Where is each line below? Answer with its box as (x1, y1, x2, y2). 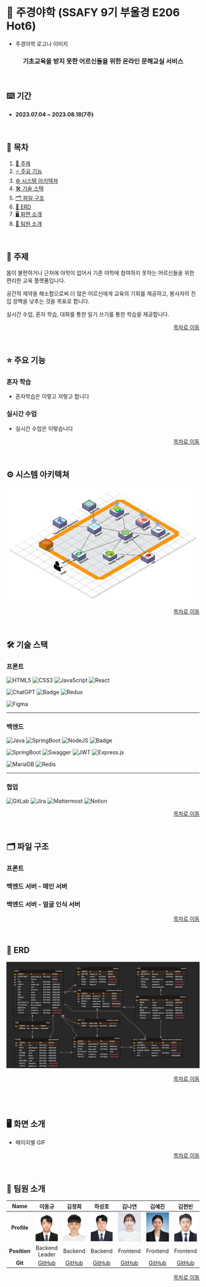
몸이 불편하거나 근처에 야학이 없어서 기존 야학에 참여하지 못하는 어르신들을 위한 (6, 269, 195, 276)
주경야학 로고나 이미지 (15, 40, 69, 47)
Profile (11, 1224, 29, 1231)
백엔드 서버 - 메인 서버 (6, 882, 67, 891)
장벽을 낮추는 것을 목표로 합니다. (12, 297, 90, 304)
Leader (37, 1250, 56, 1258)
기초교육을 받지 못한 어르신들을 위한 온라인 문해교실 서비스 (22, 56, 184, 65)
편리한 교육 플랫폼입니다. (6, 277, 66, 284)
